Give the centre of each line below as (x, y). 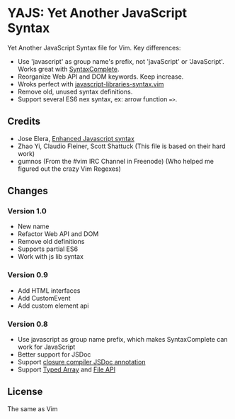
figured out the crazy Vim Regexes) (69, 169)
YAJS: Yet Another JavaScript (97, 13)
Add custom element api (53, 306)
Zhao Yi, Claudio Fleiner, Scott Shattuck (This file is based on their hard (121, 146)
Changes (28, 191)
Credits (24, 122)
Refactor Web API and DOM (58, 234)
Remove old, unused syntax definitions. (75, 91)
